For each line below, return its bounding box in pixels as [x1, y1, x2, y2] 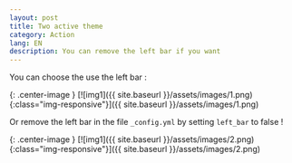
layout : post [9, 13, 59, 23]
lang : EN [9, 38, 43, 48]
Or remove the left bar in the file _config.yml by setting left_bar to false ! [9, 117, 284, 128]
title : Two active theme [9, 22, 103, 31]
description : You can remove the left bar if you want [9, 47, 221, 56]
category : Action [9, 30, 75, 39]
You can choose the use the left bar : [9, 72, 148, 82]
